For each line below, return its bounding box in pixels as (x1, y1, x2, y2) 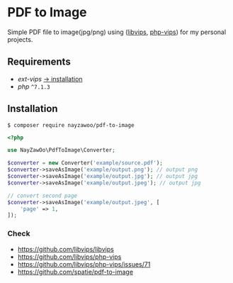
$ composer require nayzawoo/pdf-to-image (7, 121, 135, 128)
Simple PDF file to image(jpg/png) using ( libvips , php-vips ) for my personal (7, 28, 227, 36)
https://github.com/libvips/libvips (17, 245, 115, 253)
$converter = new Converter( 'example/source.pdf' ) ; (7, 160, 163, 167)
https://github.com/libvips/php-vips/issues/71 (17, 260, 151, 268)
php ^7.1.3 (17, 82, 51, 91)
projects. (7, 35, 33, 43)
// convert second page (7, 192, 78, 199)
